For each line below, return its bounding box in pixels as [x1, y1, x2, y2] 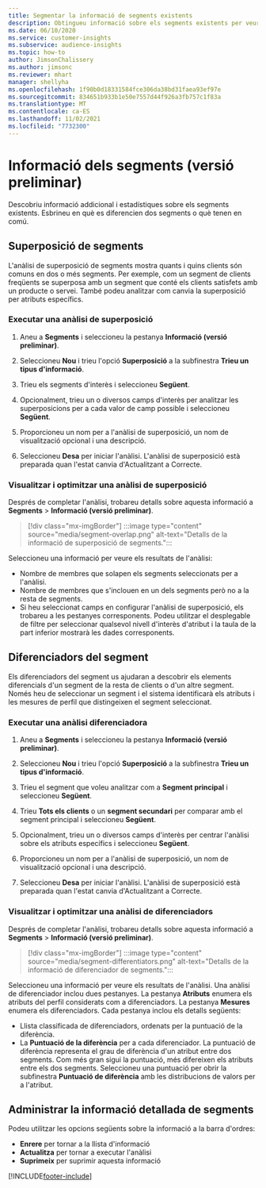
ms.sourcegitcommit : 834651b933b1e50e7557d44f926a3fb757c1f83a [8, 93, 222, 101]
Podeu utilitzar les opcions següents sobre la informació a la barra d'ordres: [8, 1124, 256, 1133]
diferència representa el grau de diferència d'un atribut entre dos [19, 1046, 232, 1055]
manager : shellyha [8, 78, 69, 86]
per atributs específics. [8, 294, 84, 304]
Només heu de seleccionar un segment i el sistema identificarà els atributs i [8, 688, 255, 698]
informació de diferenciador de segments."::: [27, 965, 174, 975]
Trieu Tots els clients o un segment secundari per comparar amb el [19, 806, 243, 816]
